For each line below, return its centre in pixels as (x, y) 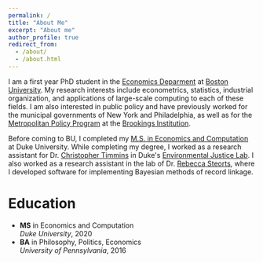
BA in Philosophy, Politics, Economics (80, 242)
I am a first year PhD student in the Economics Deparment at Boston (119, 81)
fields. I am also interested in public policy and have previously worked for (128, 106)
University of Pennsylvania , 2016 (73, 250)
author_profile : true (44, 37)
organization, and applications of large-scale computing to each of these (126, 98)
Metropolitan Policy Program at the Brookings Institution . (99, 123)
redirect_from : (33, 45)
